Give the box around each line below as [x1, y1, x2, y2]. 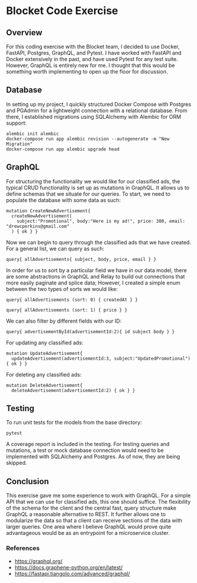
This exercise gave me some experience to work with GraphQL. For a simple [6, 492, 191, 499]
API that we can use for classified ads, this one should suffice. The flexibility [6, 498, 191, 505]
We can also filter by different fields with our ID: [6, 317, 122, 324]
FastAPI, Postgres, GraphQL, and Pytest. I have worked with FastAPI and [6, 49, 182, 56]
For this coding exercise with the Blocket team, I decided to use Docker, [6, 43, 180, 50]
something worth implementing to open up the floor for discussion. [6, 68, 168, 75]
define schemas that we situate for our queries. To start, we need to [6, 190, 171, 197]
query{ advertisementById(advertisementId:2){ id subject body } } [6, 329, 175, 334]
